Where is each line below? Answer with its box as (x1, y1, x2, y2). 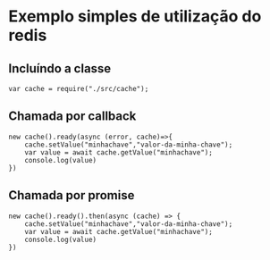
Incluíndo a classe (8, 61, 112, 76)
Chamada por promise (8, 188, 135, 203)
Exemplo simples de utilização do (8, 6, 262, 27)
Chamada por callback (8, 109, 137, 124)
